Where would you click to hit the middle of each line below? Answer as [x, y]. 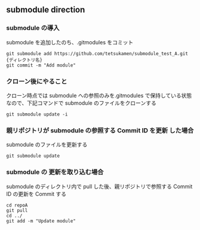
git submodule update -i [37, 114]
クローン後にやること [37, 81]
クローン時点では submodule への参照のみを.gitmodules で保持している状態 [99, 95]
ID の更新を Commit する [36, 193]
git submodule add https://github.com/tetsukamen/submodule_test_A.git [97, 53]
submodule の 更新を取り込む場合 [55, 172]
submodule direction [46, 10]
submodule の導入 [33, 28]
